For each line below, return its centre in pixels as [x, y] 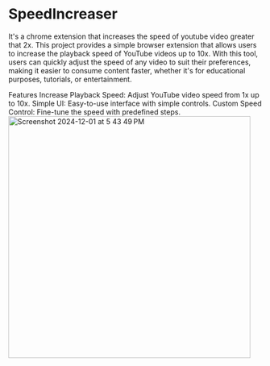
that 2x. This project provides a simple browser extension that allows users [133, 44]
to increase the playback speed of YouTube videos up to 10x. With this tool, [133, 53]
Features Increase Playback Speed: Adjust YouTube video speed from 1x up [134, 94]
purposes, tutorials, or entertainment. [70, 79]
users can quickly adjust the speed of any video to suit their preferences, [130, 62]
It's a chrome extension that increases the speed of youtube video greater [131, 36]
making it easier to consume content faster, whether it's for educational [127, 70]
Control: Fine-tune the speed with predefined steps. [95, 112]
